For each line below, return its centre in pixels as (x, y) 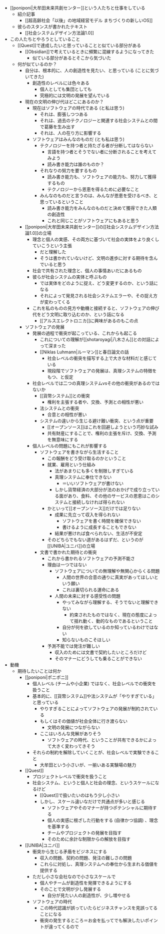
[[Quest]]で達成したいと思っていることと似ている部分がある (79, 45)
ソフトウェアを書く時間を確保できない (102, 521)
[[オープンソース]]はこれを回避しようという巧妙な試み (103, 427)
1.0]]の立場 (40, 233)
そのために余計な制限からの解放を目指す (89, 839)
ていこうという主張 (52, 246)
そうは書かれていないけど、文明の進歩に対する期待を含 (96, 258)
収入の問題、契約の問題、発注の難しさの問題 (86, 858)
